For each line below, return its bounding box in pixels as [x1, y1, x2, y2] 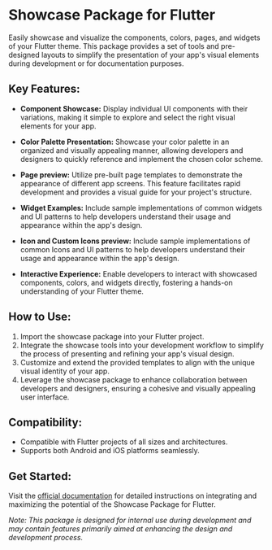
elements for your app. [19, 120, 97, 131]
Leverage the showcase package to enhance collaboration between [19, 374, 248, 384]
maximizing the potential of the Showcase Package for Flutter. [8, 500, 217, 509]
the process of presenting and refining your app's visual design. [19, 348, 235, 359]
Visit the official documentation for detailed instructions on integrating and [8, 491, 257, 501]
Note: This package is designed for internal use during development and [8, 515, 252, 526]
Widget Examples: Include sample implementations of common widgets [19, 203, 262, 212]
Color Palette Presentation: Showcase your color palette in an [19, 137, 230, 146]
